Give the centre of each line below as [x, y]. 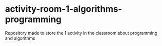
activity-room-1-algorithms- [64, 9]
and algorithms [20, 38]
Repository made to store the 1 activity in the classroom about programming [81, 33]
